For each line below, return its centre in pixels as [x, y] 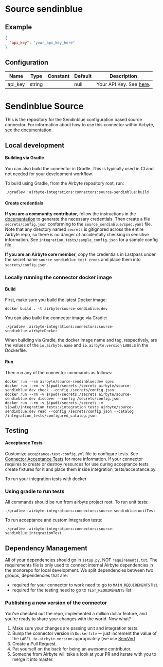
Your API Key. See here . [124, 84]
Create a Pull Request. [34, 644]
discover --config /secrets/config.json [79, 399]
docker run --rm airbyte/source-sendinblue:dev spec [60, 382]
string [36, 84]
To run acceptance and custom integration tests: [54, 520]
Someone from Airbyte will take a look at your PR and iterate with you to [84, 654]
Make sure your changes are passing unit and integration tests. [75, 628]
